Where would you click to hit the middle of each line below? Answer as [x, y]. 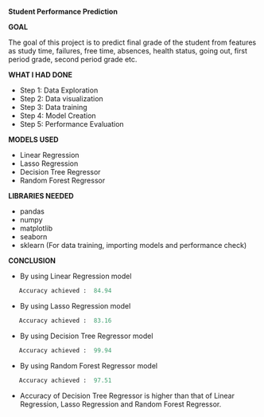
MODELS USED [33, 140]
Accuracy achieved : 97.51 [65, 380]
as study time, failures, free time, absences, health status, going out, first [128, 51]
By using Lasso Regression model [75, 305]
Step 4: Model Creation [58, 116]
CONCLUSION [32, 261]
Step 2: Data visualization [61, 98]
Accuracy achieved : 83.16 [65, 321]
